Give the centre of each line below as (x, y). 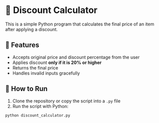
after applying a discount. (31, 29)
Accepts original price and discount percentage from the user (76, 57)
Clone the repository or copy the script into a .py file (66, 101)
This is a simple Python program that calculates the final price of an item (80, 24)
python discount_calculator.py (38, 115)
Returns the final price (35, 67)
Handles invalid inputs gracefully (46, 73)
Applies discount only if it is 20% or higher (57, 62)
